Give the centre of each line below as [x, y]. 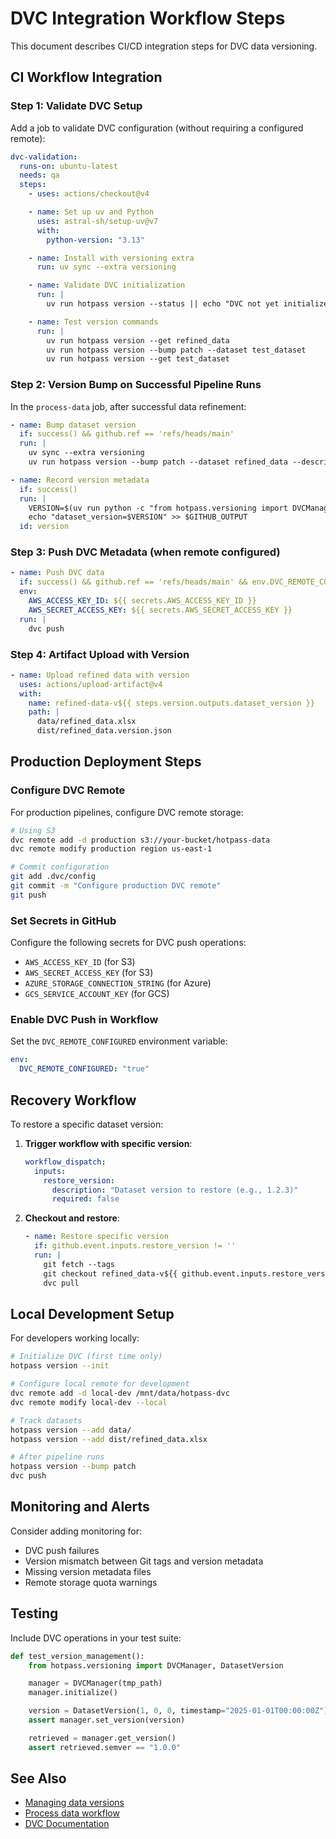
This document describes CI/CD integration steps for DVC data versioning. [164, 46]
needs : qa [39, 175]
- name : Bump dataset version [73, 425]
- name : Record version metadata [80, 480]
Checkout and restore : [72, 1218]
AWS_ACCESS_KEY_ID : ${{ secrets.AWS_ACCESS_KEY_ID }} [142, 601]
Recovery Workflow [73, 1100]
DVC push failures [62, 1550]
